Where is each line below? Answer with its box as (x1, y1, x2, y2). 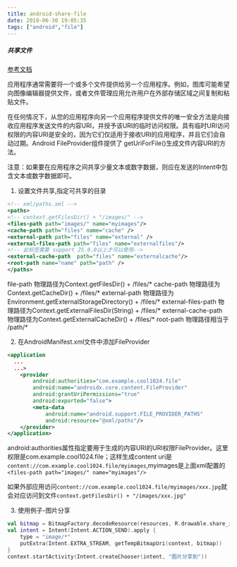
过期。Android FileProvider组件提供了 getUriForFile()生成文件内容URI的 (13, 139, 220, 148)
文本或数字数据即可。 (13, 172, 75, 180)
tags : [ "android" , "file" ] (7, 23, 83, 30)
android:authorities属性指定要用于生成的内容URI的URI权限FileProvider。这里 (7, 444, 229, 452)
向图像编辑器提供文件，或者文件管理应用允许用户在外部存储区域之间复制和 (7, 89, 224, 97)
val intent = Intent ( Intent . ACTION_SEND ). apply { (7, 527, 157, 534)
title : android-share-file (7, 10, 87, 18)
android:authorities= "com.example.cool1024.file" (32, 378, 181, 385)
